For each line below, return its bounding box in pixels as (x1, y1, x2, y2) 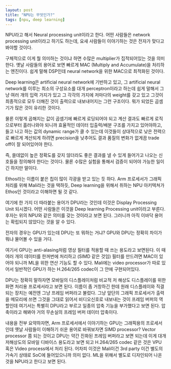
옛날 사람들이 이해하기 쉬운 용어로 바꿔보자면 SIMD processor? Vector (14, 326, 156, 333)
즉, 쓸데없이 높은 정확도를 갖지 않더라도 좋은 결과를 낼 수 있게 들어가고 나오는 (5, 152, 158, 158)
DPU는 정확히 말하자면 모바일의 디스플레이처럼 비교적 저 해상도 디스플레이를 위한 (5, 277, 166, 283)
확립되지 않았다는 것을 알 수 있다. (10, 219, 76, 225)
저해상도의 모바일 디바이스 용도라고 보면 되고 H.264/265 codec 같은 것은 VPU (5, 339, 162, 345)
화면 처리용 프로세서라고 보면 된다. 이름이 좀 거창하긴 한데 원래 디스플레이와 (5, 283, 155, 290)
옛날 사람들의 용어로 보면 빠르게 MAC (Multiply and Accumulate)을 (16, 62, 151, 68)
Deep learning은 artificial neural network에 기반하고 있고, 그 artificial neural (5, 79, 161, 85)
